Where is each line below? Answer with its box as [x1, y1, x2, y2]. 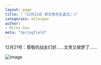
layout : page [5, 7, 32, 12]
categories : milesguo [5, 16, 49, 21]
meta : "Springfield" [5, 30, 47, 35]
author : [5, 21, 21, 26]
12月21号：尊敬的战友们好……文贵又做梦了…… [5, 44, 97, 50]
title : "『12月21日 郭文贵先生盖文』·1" [5, 12, 79, 17]
